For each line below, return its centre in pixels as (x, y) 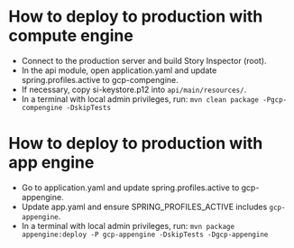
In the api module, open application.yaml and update (119, 70)
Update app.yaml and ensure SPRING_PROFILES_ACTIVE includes (144, 207)
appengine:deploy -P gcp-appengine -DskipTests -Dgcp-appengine (145, 234)
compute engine (71, 36)
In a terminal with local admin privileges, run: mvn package (128, 225)
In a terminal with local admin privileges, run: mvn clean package (140, 99)
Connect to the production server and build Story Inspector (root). (144, 60)
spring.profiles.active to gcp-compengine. (100, 79)
